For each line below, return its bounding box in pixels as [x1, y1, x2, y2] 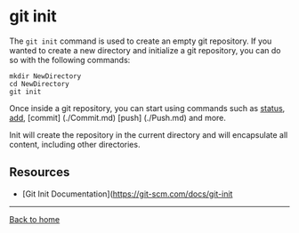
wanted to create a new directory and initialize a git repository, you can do [9, 44, 281, 55]
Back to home [9, 213, 61, 224]
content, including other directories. [9, 139, 141, 149]
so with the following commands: [9, 54, 131, 65]
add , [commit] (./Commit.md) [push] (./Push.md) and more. [9, 112, 227, 123]
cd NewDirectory [9, 79, 69, 88]
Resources [9, 165, 70, 180]
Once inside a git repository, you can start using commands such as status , [9, 102, 286, 113]
